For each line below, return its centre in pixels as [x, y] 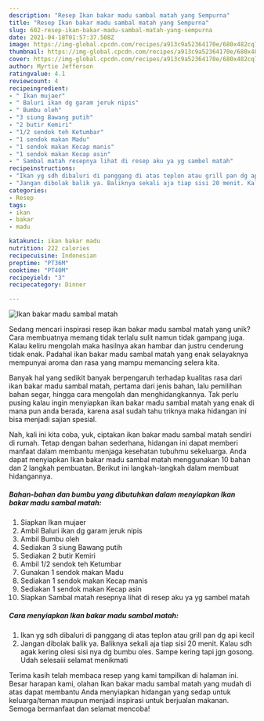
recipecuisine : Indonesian [53, 256]
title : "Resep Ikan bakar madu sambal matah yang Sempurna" [109, 23]
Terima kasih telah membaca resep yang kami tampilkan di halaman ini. [124, 675]
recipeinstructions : [43, 169]
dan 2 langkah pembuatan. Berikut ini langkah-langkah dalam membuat [124, 468]
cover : [20, 60]
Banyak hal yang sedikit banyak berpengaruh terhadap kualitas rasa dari [125, 378]
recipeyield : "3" [37, 278]
